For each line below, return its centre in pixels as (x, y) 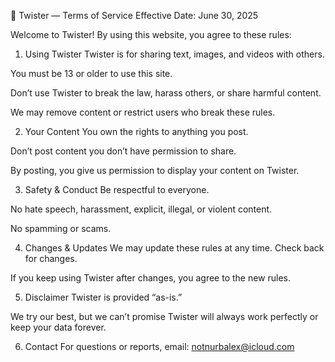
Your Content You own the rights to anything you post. (136, 131)
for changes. (51, 258)
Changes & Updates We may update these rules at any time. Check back (174, 248)
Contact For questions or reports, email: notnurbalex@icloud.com (159, 346)
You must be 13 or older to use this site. (91, 73)
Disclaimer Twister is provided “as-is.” (103, 297)
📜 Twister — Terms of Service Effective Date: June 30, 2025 (134, 15)
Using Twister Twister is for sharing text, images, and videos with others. (174, 54)
